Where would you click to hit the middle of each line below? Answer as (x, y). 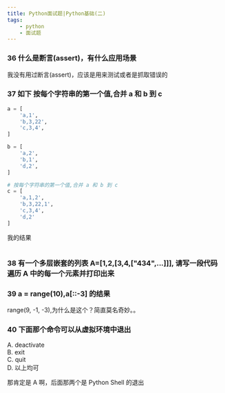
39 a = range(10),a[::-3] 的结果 (59, 294)
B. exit (16, 352)
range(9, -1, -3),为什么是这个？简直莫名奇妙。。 (73, 310)
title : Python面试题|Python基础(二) (56, 13)
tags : (15, 20)
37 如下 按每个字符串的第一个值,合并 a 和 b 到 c (85, 94)
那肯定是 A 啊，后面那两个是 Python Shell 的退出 (76, 383)
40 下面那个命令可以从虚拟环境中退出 (69, 330)
